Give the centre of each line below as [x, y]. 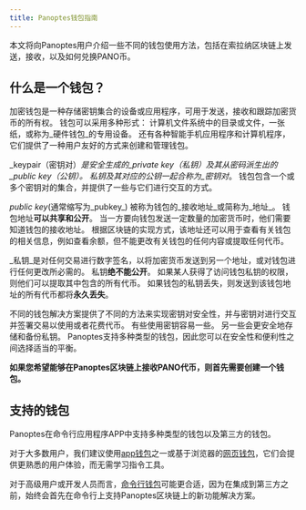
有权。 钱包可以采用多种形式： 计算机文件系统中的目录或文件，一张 [159, 123]
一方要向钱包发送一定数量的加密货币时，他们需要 [199, 219]
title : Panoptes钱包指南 [54, 18]
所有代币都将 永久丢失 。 [69, 295]
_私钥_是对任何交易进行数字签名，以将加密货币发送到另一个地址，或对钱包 [149, 260]
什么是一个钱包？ [57, 88]
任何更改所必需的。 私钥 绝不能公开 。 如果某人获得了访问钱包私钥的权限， [155, 272]
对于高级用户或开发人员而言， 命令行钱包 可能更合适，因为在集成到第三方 [145, 484]
